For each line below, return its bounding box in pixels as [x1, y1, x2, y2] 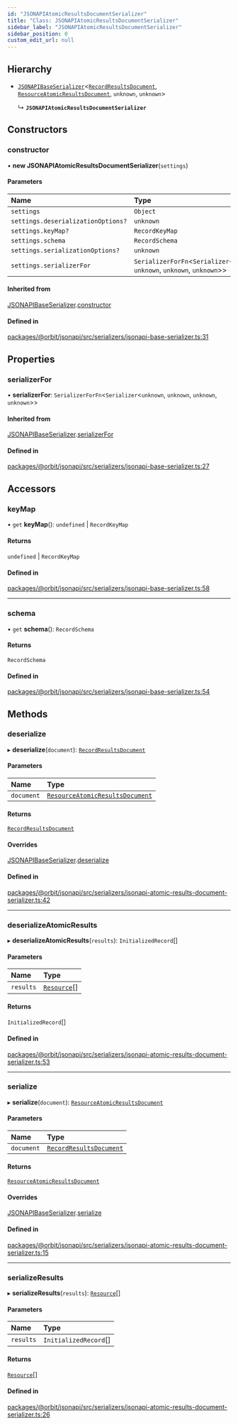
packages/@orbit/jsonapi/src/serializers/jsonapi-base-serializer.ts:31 [7, 333, 209, 341]
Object [133, 207, 157, 215]
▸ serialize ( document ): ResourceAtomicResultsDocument [7, 1098, 164, 1106]
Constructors [7, 123, 68, 136]
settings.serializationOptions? [11, 246, 120, 254]
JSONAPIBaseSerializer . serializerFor [7, 430, 114, 439]
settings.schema [11, 236, 66, 245]
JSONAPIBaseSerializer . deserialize [7, 856, 110, 864]
